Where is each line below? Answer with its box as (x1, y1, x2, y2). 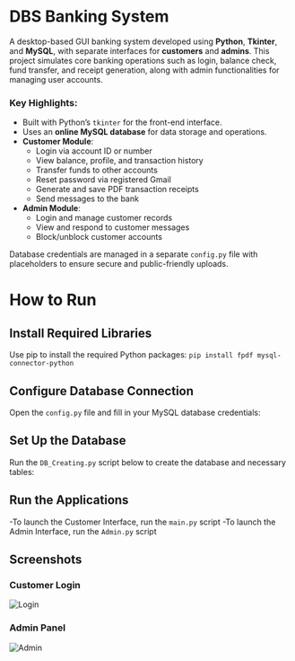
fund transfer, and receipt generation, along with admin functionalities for (9, 65, 280, 75)
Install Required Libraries (9, 325, 152, 340)
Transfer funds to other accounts (35, 164, 159, 176)
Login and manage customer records (35, 213, 173, 224)
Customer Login (9, 578, 81, 591)
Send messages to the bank (35, 193, 139, 204)
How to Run (9, 290, 97, 311)
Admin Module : (22, 203, 81, 214)
